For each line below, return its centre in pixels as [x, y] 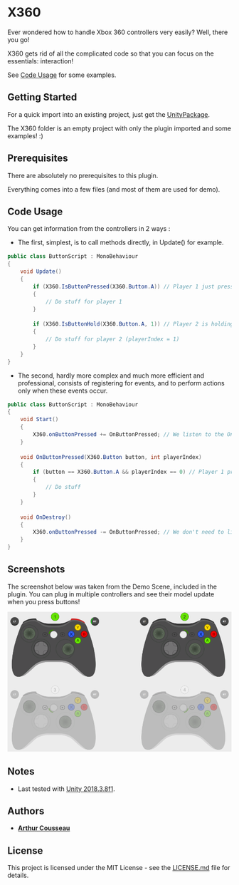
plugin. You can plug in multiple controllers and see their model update [111, 594]
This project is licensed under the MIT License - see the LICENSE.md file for [119, 868]
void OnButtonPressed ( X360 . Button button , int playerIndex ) [111, 457]
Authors [26, 811]
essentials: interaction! [41, 61]
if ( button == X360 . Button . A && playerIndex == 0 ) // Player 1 [129, 472]
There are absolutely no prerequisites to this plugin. [83, 175]
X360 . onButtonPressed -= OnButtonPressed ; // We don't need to [128, 532]
